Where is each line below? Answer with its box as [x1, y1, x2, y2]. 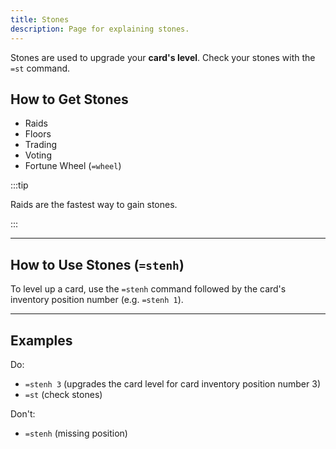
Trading [24, 139, 57, 151]
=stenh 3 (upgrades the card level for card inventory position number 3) [24, 377, 321, 390]
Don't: [10, 407, 36, 420]
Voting [24, 149, 52, 161]
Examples [10, 332, 73, 349]
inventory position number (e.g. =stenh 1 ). [10, 294, 184, 306]
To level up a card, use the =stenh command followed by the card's [10, 283, 287, 295]
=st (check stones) [24, 388, 103, 400]
